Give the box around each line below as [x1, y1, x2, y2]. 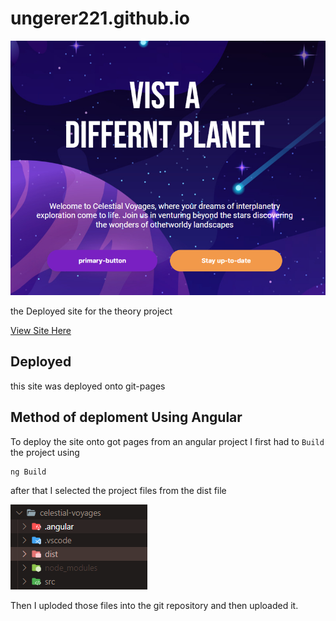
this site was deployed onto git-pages [10, 380, 166, 392]
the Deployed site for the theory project [10, 305, 173, 317]
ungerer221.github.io [10, 7, 190, 30]
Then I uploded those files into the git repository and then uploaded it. [10, 599, 299, 611]
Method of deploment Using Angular [10, 409, 243, 426]
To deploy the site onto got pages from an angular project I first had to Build [10, 435, 325, 447]
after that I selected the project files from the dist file [10, 484, 227, 496]
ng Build [10, 467, 47, 477]
